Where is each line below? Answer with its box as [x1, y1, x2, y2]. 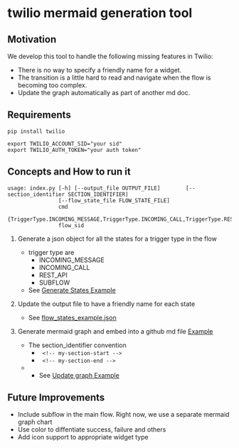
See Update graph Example [38, 371, 119, 379]
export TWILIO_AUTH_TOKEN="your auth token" [7, 146, 142, 153]
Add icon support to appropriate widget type [17, 433, 149, 442]
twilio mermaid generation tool [7, 5, 193, 21]
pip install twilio [7, 128, 65, 135]
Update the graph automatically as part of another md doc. [17, 89, 191, 97]
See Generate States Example [28, 285, 116, 294]
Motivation [7, 33, 57, 45]
